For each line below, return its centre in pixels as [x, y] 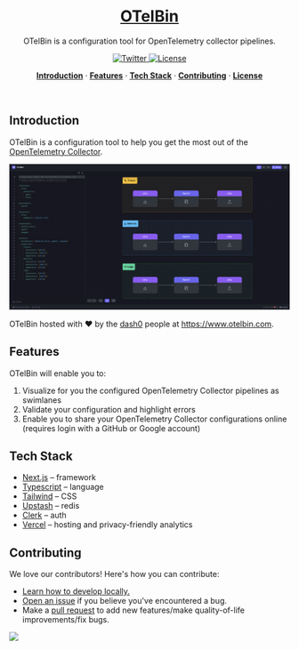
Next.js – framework [59, 477]
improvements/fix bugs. [65, 620]
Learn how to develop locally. [76, 591]
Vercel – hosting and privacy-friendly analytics [107, 525]
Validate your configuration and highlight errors [109, 409]
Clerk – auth [44, 515]
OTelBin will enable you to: [58, 373]
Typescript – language [63, 487]
